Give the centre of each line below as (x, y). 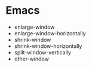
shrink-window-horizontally (48, 46)
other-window (31, 59)
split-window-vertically (42, 52)
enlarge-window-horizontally (50, 33)
